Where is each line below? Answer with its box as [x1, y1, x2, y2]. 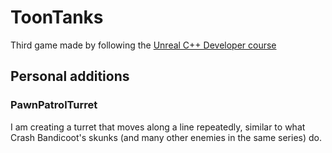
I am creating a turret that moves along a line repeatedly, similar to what [10, 121, 306, 133]
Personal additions [10, 68, 130, 85]
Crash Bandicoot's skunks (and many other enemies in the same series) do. [10, 131, 322, 143]
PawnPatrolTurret [10, 98, 98, 112]
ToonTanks [10, 6, 104, 29]
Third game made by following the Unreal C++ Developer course [10, 39, 277, 51]
